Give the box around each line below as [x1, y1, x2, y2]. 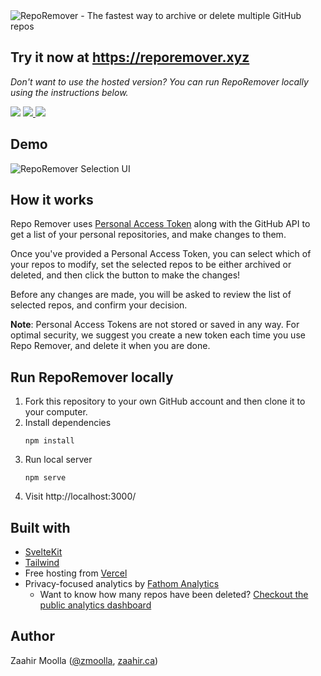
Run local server [24, 454, 93, 466]
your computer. [24, 406, 88, 418]
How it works [10, 192, 94, 209]
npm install [24, 436, 75, 446]
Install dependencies [24, 417, 112, 429]
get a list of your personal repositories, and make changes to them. [10, 229, 287, 241]
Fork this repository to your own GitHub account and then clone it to [24, 395, 306, 408]
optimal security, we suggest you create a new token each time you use [10, 329, 306, 341]
